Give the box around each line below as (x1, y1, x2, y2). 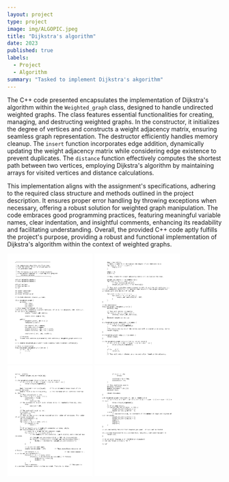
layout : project (7, 11, 53, 18)
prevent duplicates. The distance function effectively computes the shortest (7, 154, 221, 162)
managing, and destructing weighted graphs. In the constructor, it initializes (7, 117, 220, 126)
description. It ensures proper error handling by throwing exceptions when (7, 196, 217, 205)
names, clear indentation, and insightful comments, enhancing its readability (7, 218, 222, 226)
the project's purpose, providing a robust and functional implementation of (7, 233, 217, 241)
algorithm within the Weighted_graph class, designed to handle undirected (7, 103, 213, 111)
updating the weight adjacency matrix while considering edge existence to (7, 147, 217, 155)
